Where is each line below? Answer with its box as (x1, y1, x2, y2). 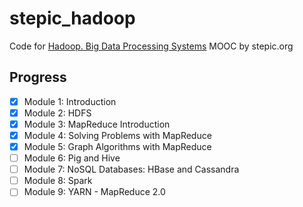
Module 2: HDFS (23, 107, 92, 119)
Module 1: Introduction (23, 95, 117, 107)
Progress (9, 69, 67, 86)
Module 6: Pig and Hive (23, 152, 121, 164)
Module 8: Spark (23, 175, 93, 187)
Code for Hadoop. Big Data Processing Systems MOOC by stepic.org (9, 40, 294, 52)
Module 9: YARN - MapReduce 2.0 (23, 186, 166, 198)
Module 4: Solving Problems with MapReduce (23, 129, 212, 141)
